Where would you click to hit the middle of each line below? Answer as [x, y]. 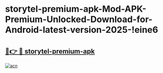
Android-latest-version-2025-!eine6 [82, 30]
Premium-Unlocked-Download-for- [79, 19]
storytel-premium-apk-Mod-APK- [76, 9]
